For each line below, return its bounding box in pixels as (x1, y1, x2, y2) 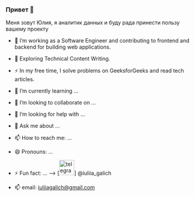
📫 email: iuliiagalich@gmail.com (14, 184, 95, 191)
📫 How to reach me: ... (14, 135, 72, 142)
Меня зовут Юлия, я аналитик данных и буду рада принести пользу (5, 19, 180, 26)
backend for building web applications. (14, 43, 111, 50)
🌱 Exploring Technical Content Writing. (14, 55, 111, 62)
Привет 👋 (5, 5, 34, 14)
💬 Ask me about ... (14, 123, 60, 130)
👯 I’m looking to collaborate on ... (14, 99, 96, 106)
